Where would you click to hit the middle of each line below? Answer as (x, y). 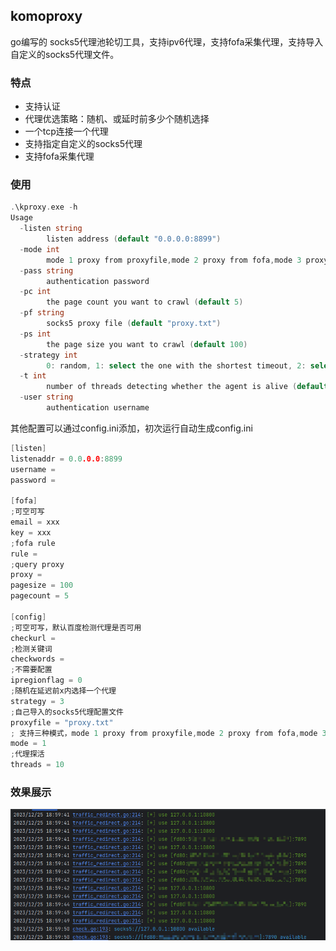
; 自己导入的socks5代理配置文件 (67, 712)
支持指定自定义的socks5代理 (83, 144)
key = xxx (31, 532)
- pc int (35, 292)
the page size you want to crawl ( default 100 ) (147, 344)
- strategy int (48, 355)
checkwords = (37, 659)
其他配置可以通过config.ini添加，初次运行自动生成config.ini (131, 428)
